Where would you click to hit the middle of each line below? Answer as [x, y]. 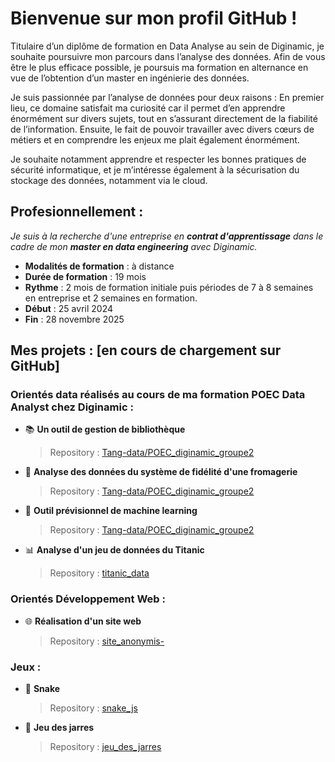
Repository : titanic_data [99, 573]
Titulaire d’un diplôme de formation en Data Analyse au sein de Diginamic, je [167, 46]
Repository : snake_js [93, 708]
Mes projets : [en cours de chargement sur [146, 350]
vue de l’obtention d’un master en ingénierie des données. [130, 78]
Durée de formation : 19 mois [85, 276]
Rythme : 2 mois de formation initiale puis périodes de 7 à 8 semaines [169, 287]
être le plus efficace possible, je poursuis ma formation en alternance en [159, 67]
